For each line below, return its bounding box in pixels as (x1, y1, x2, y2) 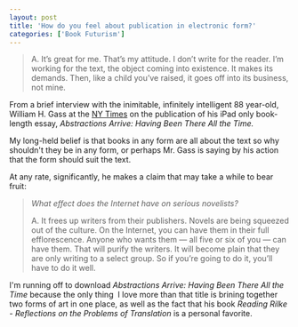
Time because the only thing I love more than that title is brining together (9, 290, 278, 300)
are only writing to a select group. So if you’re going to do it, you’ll (30, 253, 273, 264)
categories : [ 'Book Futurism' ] (9, 29, 125, 38)
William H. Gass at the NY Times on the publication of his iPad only (9, 108, 254, 120)
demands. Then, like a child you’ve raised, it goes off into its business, (30, 73, 289, 84)
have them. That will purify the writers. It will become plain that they (30, 243, 280, 254)
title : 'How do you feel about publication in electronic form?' (9, 21, 256, 30)
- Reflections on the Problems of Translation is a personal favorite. (9, 308, 253, 319)
